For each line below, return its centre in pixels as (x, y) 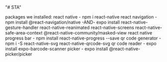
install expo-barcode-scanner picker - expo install (57, 49)
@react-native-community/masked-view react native (98, 33)
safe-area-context (24, 33)
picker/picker (19, 54)
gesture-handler (22, 27)
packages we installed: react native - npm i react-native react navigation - (81, 17)
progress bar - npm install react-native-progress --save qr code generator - (83, 38)
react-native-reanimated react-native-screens (87, 27)
